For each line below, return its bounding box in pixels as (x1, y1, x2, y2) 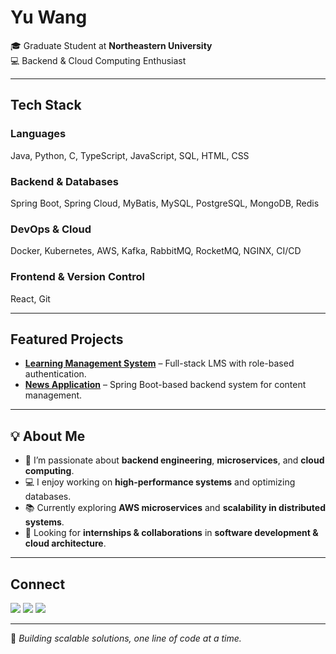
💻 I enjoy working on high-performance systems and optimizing (24, 476, 296, 488)
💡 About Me (10, 427, 86, 445)
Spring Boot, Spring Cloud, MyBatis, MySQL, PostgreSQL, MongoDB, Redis (10, 197, 320, 209)
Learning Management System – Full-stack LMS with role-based (24, 357, 295, 370)
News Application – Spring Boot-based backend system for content (24, 379, 307, 391)
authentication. (24, 368, 87, 380)
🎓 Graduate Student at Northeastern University (10, 39, 213, 51)
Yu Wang (10, 6, 88, 29)
